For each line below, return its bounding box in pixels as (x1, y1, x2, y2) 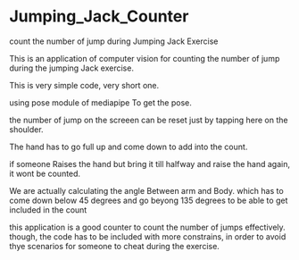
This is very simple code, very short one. (9, 80, 159, 90)
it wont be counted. (9, 168, 81, 179)
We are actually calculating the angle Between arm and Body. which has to (9, 185, 284, 196)
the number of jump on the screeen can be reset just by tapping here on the (9, 114, 288, 125)
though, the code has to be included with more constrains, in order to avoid (9, 231, 287, 242)
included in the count (9, 204, 87, 215)
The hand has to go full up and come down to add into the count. (9, 141, 248, 152)
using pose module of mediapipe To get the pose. (9, 96, 192, 108)
